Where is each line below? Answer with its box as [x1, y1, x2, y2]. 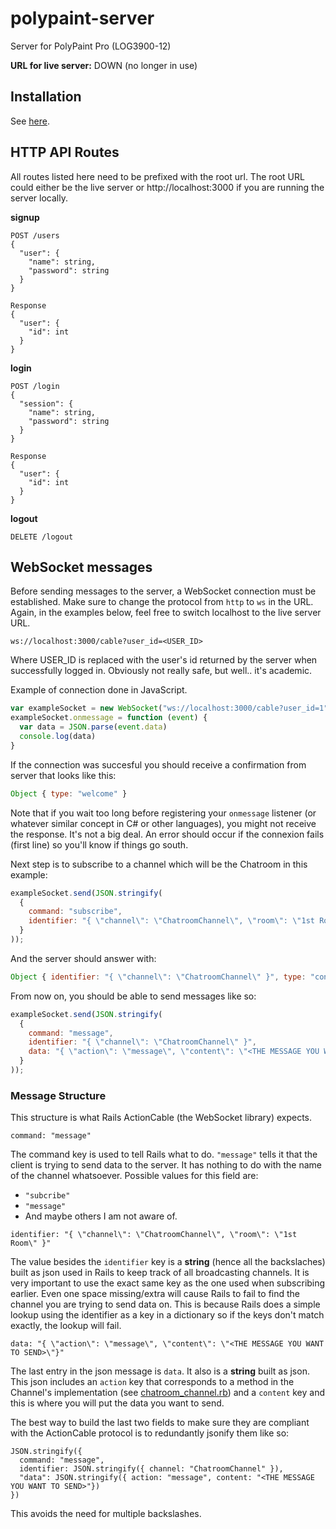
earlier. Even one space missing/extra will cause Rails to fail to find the [10, 1288, 301, 1300]
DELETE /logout [10, 532, 74, 542]
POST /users [10, 230, 60, 241]
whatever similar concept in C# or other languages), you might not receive [10, 817, 317, 829]
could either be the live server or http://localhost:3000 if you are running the [10, 181, 325, 193]
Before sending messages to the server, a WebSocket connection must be [10, 585, 317, 597]
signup [10, 211, 40, 223]
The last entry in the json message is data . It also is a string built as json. [10, 1365, 310, 1377]
